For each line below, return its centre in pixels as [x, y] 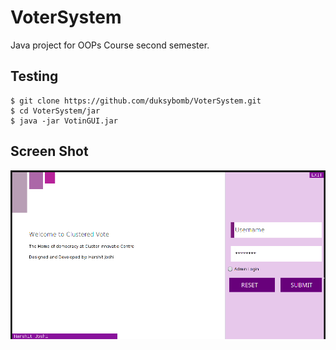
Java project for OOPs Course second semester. [110, 45]
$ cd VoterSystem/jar [55, 111]
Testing [34, 76]
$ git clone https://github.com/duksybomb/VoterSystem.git [136, 101]
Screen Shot [49, 151]
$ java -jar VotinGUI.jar [64, 121]
